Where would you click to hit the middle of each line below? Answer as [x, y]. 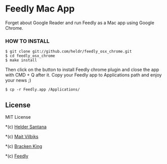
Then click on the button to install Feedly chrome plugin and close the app [82, 70]
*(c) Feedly [17, 156]
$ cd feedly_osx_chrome [30, 56]
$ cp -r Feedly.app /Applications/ [43, 90]
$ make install [21, 60]
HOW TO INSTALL [27, 41]
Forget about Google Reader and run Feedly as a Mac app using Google [80, 23]
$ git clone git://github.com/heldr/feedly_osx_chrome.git [69, 52]
